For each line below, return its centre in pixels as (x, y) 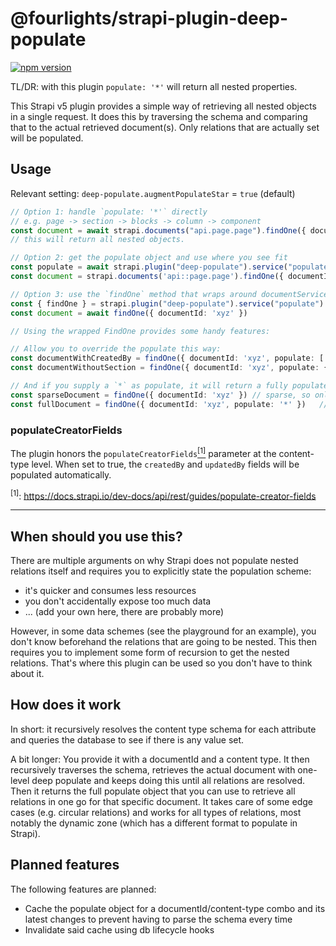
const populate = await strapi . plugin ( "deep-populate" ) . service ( (149, 267)
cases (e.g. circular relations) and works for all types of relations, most (156, 812)
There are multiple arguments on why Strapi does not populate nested (154, 561)
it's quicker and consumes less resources (110, 591)
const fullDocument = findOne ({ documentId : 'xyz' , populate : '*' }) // (169, 404)
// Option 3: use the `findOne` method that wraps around (133, 294)
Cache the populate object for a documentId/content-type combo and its (175, 908)
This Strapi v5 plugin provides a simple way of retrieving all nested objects (163, 106)
